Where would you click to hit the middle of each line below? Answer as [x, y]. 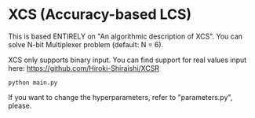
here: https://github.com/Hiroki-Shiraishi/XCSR [84, 68]
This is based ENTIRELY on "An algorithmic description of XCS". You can [126, 36]
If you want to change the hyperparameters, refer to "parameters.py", [120, 97]
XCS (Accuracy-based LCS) [100, 15]
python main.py [33, 83]
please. [20, 105]
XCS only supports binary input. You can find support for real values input [127, 60]
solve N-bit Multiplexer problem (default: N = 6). [86, 44]
